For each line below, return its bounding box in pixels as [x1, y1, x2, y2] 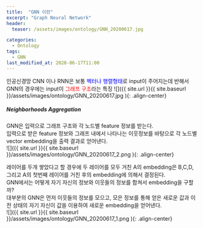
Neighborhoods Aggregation [6, 106, 81, 113]
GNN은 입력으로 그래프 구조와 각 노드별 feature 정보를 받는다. [6, 122, 154, 129]
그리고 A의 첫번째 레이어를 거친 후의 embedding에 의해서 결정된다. [6, 171, 166, 178]
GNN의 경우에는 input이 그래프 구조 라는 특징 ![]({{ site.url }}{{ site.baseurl [6, 85, 186, 92]
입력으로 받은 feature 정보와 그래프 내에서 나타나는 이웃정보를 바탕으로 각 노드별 [6, 130, 197, 137]
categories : [6, 37, 37, 43]
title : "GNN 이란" [6, 9, 54, 15]
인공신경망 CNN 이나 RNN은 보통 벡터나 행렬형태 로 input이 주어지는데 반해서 [6, 77, 190, 84]
